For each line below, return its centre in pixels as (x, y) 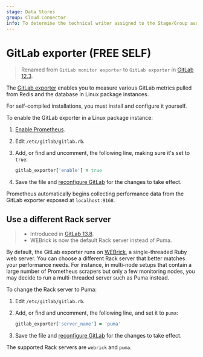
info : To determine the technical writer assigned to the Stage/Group (97, 23)
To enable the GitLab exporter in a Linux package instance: (79, 118)
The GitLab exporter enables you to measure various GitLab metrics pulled (99, 88)
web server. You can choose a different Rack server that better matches (96, 258)
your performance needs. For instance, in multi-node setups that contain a (99, 265)
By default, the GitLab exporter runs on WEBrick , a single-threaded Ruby (97, 252)
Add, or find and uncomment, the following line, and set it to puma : (96, 313)
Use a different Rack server (59, 219)
